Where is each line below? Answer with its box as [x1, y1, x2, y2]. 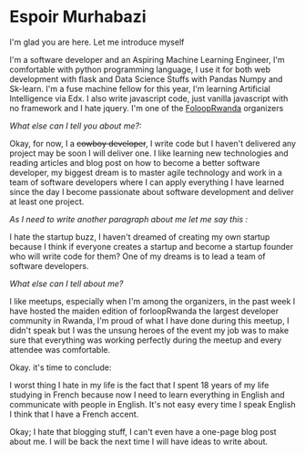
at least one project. [9, 196, 85, 207]
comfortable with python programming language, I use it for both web [9, 64, 271, 75]
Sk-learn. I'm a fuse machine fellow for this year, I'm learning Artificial [9, 83, 271, 94]
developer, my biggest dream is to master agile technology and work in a [9, 167, 282, 178]
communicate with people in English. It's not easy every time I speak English [9, 398, 296, 409]
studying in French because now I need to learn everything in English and [9, 389, 285, 400]
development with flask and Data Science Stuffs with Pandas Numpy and [9, 73, 283, 84]
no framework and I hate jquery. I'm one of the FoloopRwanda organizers [9, 102, 284, 113]
